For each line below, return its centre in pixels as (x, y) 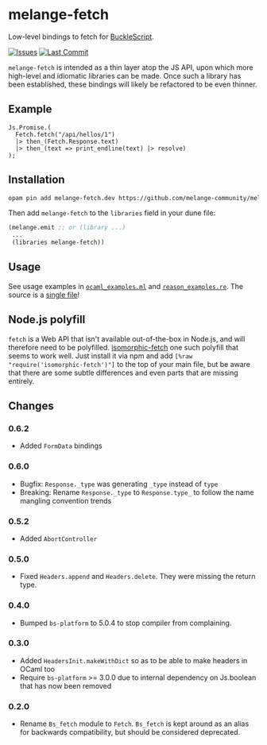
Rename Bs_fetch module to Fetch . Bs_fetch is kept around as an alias (134, 724)
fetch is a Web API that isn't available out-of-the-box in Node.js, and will (127, 338)
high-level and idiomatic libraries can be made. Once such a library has (125, 75)
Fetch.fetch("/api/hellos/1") (65, 134)
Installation (37, 180)
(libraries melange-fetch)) (58, 243)
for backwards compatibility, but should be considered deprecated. (130, 732)
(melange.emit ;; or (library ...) (67, 228)
